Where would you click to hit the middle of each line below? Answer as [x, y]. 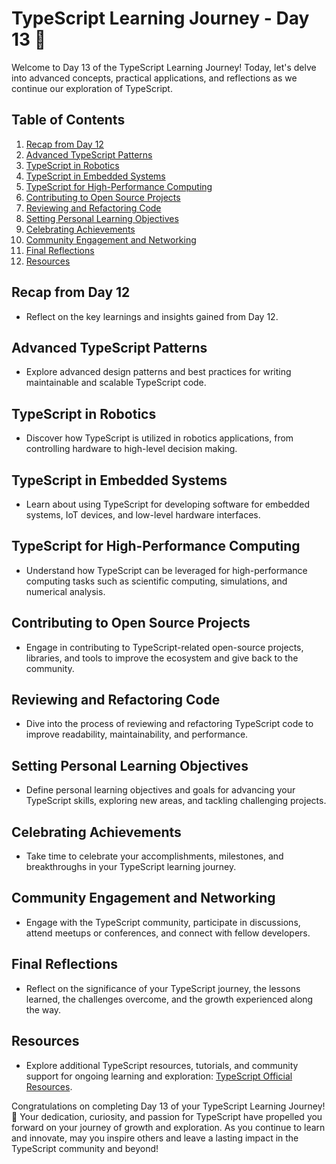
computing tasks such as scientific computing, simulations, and [156, 581]
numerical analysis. [65, 591]
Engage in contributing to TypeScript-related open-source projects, [164, 647]
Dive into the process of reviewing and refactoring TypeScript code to [169, 724]
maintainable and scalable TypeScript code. [116, 383]
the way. [43, 1009]
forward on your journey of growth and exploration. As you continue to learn [168, 1127]
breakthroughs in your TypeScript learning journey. [131, 867]
